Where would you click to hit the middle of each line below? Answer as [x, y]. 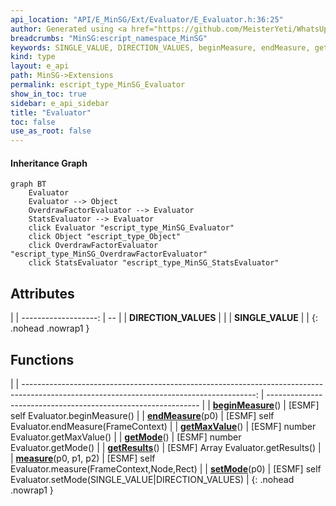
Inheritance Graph [49, 163]
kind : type [33, 57]
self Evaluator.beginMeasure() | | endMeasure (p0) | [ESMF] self [142, 415]
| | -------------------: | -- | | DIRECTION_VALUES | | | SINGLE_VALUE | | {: [164, 318]
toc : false [33, 122]
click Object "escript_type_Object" [105, 237]
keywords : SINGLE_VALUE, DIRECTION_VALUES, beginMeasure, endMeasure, [160, 47]
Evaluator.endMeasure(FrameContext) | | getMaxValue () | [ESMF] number [163, 426]
